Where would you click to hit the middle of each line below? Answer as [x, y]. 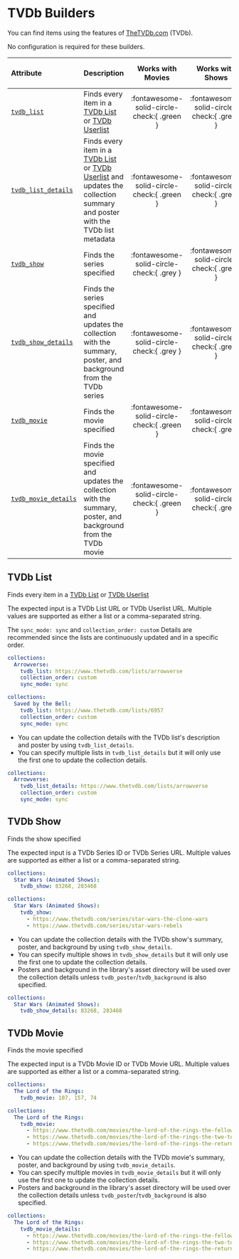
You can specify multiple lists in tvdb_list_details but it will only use [119, 752]
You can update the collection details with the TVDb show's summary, [120, 939]
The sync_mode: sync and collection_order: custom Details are [100, 629]
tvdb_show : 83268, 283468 [59, 886]
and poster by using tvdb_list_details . [76, 744]
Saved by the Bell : [43, 704]
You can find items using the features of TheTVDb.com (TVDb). [100, 33]
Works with [157, 68]
